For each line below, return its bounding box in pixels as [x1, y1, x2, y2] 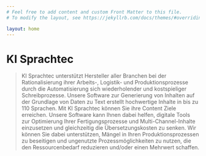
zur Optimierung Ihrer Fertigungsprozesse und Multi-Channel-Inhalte [21, 117, 196, 125]
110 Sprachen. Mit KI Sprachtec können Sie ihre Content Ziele [21, 105, 177, 112]
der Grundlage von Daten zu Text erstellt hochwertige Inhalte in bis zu [21, 98, 199, 106]
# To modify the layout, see [6, 15, 81, 21]
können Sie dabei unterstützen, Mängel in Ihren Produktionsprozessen [21, 131, 199, 138]
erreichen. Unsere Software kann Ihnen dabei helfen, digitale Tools [21, 111, 191, 119]
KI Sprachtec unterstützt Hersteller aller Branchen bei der [21, 72, 167, 80]
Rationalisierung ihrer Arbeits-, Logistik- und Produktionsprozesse [21, 79, 189, 86]
